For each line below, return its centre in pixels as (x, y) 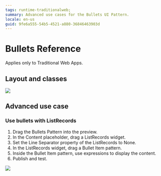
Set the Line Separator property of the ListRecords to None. (74, 142)
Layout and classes (36, 79)
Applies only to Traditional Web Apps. (44, 63)
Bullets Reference (43, 49)
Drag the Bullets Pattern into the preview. (55, 132)
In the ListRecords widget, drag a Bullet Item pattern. (67, 148)
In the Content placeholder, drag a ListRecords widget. (69, 137)
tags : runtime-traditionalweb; (38, 10)
